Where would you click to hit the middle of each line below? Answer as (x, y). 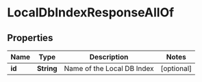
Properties (30, 38)
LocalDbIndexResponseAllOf (91, 13)
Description (109, 57)
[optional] (176, 68)
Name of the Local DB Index (109, 68)
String (47, 68)
